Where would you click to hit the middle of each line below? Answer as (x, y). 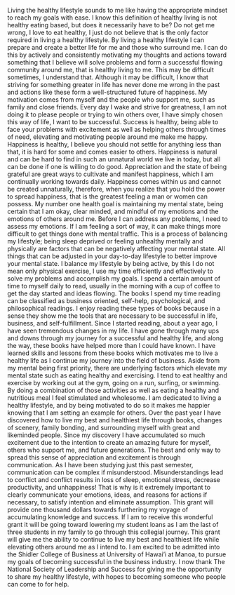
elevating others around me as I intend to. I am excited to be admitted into (114, 547)
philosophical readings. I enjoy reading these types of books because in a (114, 308)
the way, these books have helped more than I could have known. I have (112, 346)
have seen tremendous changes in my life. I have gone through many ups (113, 330)
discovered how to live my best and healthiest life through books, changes (115, 420)
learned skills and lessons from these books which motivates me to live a (113, 353)
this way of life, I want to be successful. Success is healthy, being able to (113, 122)
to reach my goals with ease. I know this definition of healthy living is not (112, 18)
